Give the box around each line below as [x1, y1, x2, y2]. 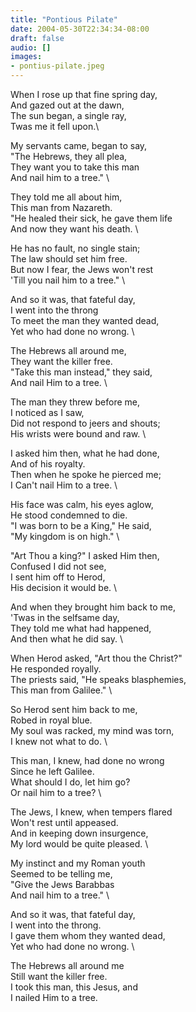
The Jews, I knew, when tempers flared [10, 806, 173, 818]
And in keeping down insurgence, [10, 827, 149, 839]
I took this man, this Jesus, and [10, 981, 138, 993]
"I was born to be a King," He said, [10, 520, 152, 531]
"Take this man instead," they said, [10, 366, 153, 378]
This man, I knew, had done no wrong [10, 755, 165, 766]
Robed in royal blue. [10, 714, 93, 726]
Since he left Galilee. [10, 766, 95, 777]
